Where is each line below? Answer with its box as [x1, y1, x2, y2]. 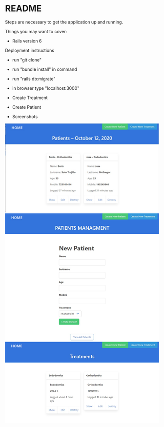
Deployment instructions [5, 47, 55, 53]
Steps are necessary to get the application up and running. [5, 19, 123, 25]
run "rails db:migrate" [12, 76, 56, 81]
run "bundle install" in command [12, 66, 77, 72]
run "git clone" [12, 57, 41, 62]
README [5, 3, 42, 14]
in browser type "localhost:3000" [12, 85, 80, 91]
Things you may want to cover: [5, 28, 67, 34]
